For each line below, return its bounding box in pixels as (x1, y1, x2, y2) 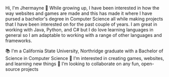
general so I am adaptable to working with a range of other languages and (5, 32, 162, 38)
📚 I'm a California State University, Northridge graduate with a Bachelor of (5, 48, 163, 54)
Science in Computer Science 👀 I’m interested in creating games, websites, (5, 55, 164, 61)
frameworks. (5, 37, 32, 44)
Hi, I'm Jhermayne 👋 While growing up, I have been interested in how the (5, 5, 160, 11)
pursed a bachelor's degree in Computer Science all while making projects (5, 16, 163, 22)
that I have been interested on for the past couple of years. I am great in (5, 21, 158, 27)
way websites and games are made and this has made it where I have (5, 10, 153, 16)
